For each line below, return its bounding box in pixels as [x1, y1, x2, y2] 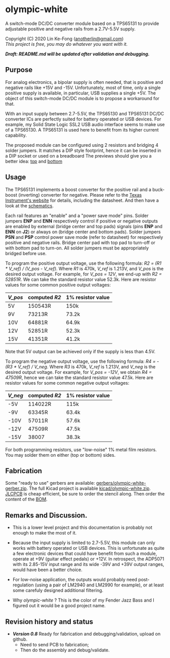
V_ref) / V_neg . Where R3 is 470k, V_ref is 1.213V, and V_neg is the [17, 363, 156, 369]
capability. [5, 132, 27, 138]
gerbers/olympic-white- [96, 480, 146, 486]
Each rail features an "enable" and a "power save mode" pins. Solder [5, 212, 149, 218]
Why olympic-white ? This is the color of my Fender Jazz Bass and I [12, 597, 154, 603]
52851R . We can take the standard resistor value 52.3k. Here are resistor [5, 276, 156, 283]
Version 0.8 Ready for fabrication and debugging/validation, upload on [12, 631, 161, 637]
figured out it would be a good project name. [12, 603, 106, 609]
